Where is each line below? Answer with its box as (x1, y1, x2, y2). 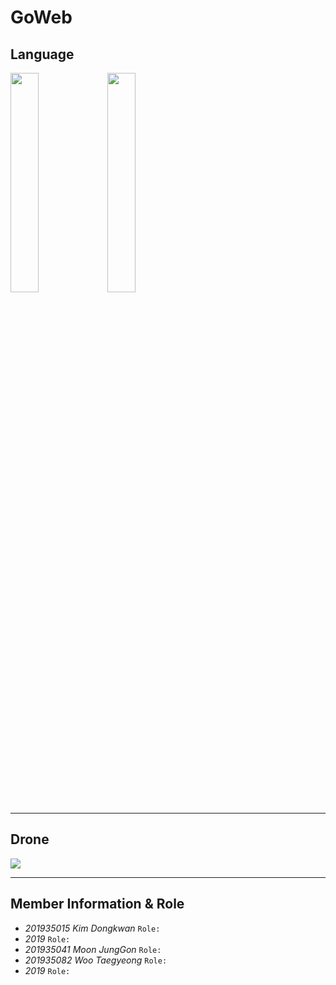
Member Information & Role (10, 896, 185, 913)
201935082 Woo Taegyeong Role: (24, 954, 168, 966)
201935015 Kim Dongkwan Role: (24, 922, 161, 934)
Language (10, 46, 75, 63)
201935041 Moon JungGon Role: (24, 943, 162, 955)
